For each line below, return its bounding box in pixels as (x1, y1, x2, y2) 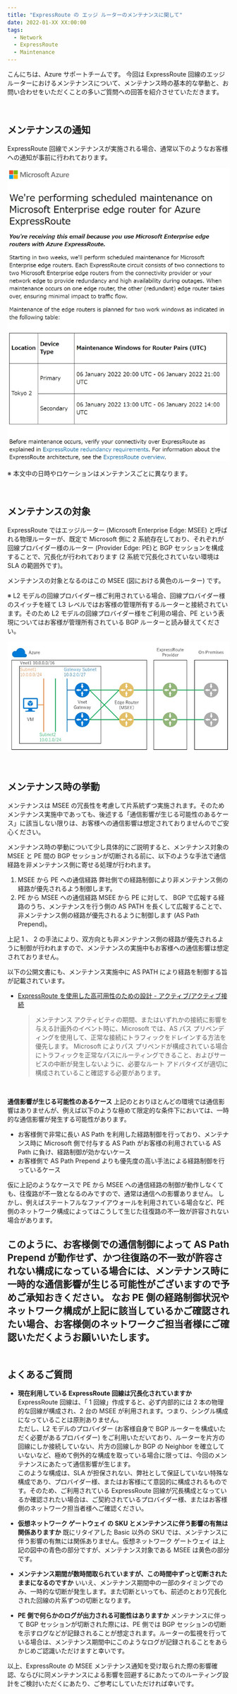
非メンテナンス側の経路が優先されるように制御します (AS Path (17, 911, 200, 919)
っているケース (17, 1165, 61, 1173)
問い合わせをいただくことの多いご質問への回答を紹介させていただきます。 (7, 88, 224, 96)
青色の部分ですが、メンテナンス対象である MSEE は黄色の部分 (48, 1545, 230, 1554)
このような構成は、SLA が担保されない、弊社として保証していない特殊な (17, 1468, 229, 1477)
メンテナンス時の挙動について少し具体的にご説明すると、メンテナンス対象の (7, 843, 229, 851)
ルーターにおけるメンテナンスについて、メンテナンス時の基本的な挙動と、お (7, 79, 229, 87)
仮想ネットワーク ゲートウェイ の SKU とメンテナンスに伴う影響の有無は (17, 1519, 229, 1528)
